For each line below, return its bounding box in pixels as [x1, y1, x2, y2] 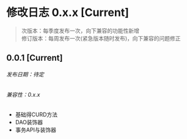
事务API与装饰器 [15, 126, 57, 133]
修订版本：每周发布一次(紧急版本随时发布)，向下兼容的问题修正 [21, 34, 182, 42]
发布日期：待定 [6, 70, 44, 78]
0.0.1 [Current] [6, 53, 63, 63]
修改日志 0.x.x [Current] [6, 6, 130, 20]
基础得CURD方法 [15, 111, 58, 118]
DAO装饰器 [15, 119, 43, 126]
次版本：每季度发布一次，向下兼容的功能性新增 [21, 27, 139, 34]
